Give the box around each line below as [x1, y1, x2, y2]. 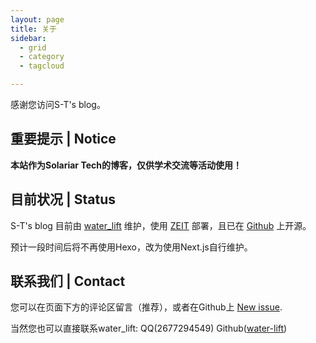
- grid [19, 42, 47, 53]
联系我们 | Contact [10, 273, 126, 290]
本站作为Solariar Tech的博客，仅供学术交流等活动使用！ [10, 159, 242, 171]
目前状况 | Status [10, 191, 117, 208]
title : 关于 [10, 24, 57, 34]
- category [19, 52, 65, 62]
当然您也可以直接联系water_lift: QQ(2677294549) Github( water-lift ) [10, 322, 288, 335]
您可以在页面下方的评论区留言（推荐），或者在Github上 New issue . [10, 301, 283, 313]
